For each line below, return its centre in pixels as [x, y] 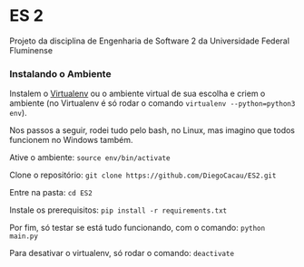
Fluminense [31, 50]
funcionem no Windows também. [71, 140]
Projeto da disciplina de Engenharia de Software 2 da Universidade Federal [150, 41]
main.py [24, 236]
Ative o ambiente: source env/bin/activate [90, 157]
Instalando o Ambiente [60, 73]
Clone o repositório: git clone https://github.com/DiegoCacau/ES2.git [143, 175]
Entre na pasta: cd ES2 [51, 193]
